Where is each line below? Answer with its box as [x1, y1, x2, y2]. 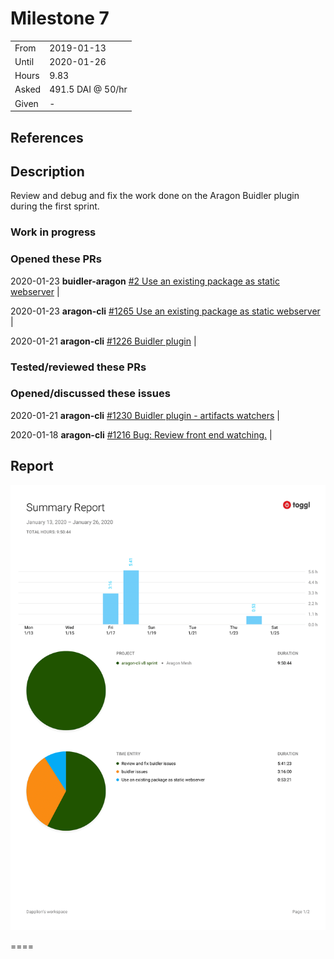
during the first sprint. [10, 200, 100, 212]
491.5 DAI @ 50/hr [49, 83, 128, 96]
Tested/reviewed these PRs [10, 360, 147, 374]
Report [10, 458, 54, 475]
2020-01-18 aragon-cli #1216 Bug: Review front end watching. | [10, 428, 273, 441]
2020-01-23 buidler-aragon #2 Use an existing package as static [10, 275, 280, 287]
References [10, 129, 84, 146]
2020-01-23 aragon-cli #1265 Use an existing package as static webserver [10, 305, 321, 317]
